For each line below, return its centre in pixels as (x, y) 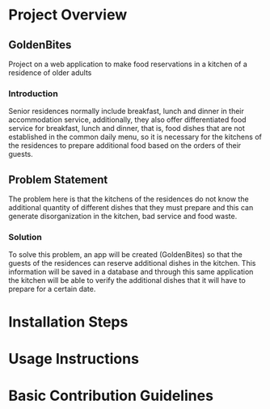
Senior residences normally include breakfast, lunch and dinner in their (126, 112)
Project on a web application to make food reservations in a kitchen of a (128, 64)
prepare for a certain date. (52, 289)
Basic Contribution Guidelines (111, 396)
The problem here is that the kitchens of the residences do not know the (129, 199)
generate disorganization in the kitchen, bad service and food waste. (123, 217)
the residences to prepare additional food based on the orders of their (125, 145)
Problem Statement (58, 179)
